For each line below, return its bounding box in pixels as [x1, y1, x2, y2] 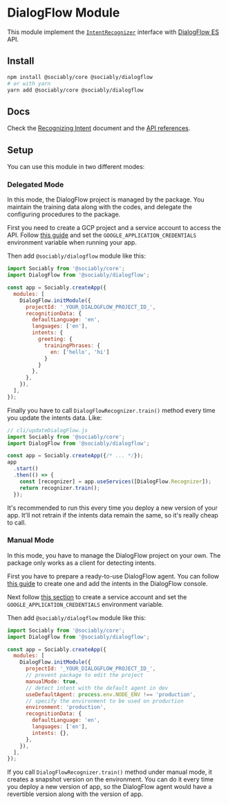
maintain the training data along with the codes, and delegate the [7, 203, 192, 211]
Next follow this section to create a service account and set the [7, 592, 187, 601]
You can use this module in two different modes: [7, 163, 145, 170]
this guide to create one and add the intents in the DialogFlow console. [7, 579, 209, 587]
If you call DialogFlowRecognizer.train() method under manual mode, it [7, 768, 213, 777]
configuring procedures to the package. [7, 210, 121, 219]
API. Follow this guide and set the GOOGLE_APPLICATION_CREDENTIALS [7, 231, 197, 240]
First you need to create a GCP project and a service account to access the [7, 224, 221, 232]
